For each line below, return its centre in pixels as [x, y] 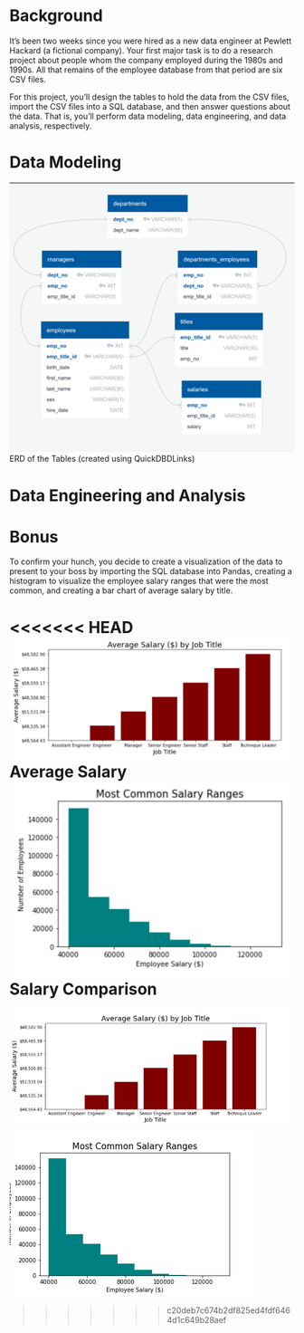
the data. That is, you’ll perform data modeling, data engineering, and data [148, 116]
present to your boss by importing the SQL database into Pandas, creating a [151, 571]
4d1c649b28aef [197, 1320]
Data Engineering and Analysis [128, 495]
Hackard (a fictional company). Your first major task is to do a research [141, 50]
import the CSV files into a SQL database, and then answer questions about [150, 106]
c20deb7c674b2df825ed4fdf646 [229, 1310]
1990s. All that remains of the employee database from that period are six [146, 70]
